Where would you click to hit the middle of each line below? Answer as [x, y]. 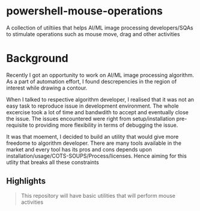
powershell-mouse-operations [85, 11]
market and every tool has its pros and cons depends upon [79, 149]
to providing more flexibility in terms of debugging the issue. [104, 125]
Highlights [26, 181]
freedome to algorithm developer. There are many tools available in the [94, 143]
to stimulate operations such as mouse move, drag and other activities [93, 34]
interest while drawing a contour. [47, 88]
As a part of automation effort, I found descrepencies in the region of [92, 81]
